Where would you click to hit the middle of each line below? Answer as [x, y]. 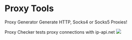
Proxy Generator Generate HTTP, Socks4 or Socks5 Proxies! [66, 22]
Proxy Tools [29, 9]
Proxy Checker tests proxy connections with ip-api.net [60, 32]
